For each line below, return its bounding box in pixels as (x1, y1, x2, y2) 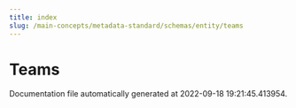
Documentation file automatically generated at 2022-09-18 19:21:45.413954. (9, 89, 288, 99)
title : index (9, 12, 58, 22)
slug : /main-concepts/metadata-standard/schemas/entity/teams (9, 21, 244, 30)
